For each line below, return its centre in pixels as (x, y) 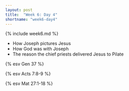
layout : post (19, 10)
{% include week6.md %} (32, 34)
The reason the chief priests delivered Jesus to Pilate (68, 54)
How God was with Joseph (41, 49)
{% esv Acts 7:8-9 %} (28, 74)
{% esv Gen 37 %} (25, 64)
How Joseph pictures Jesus (42, 43)
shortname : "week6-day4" (31, 19)
